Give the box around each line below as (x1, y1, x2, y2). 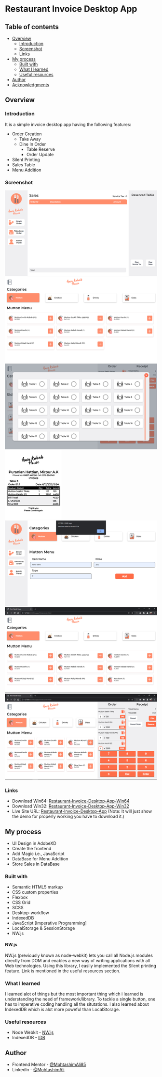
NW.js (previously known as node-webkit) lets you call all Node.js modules (5, 952, 153, 958)
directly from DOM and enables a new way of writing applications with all (5, 957, 150, 963)
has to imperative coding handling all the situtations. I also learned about (5, 1001, 149, 1007)
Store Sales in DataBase (12, 861, 60, 867)
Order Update (26, 151, 54, 157)
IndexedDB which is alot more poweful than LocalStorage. (5, 1006, 120, 1012)
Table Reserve (26, 146, 55, 152)
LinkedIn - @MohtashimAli (12, 1067, 65, 1072)
